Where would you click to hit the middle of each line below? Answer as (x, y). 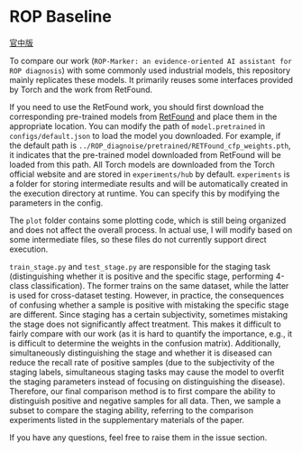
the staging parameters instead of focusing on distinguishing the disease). (147, 382)
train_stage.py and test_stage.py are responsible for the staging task (140, 266)
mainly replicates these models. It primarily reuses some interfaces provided (151, 79)
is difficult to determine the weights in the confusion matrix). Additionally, (145, 343)
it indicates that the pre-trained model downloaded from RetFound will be (145, 154)
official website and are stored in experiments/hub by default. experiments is (150, 174)
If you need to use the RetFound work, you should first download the (137, 106)
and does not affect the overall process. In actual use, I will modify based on (151, 230)
